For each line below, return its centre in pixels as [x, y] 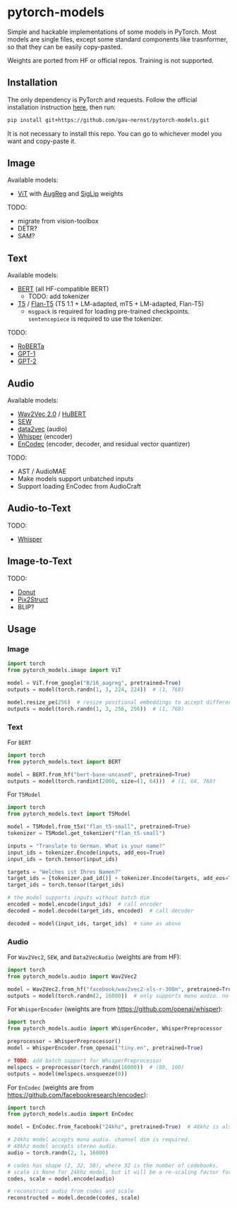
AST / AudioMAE [42, 471]
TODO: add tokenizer [59, 296]
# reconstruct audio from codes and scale [71, 1191]
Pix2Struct [32, 599]
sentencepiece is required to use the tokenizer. [96, 319]
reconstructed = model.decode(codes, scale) [74, 1198]
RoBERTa [31, 346]
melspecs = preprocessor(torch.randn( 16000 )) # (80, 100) [96, 1067]
